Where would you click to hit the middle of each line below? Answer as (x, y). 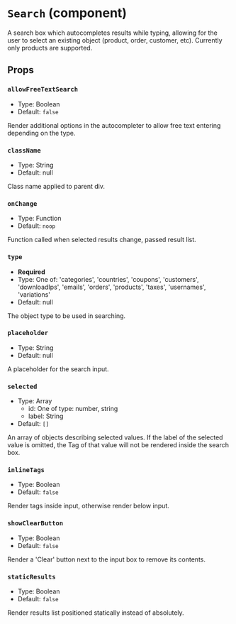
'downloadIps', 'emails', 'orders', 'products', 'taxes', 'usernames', (112, 287)
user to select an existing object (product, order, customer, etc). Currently (115, 40)
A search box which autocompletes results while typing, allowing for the (112, 33)
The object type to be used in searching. (67, 316)
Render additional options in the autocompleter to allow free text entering (114, 125)
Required (32, 272)
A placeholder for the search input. (58, 369)
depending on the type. (41, 133)
